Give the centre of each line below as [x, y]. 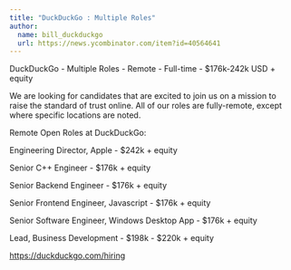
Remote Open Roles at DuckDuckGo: [78, 133]
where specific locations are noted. [75, 115]
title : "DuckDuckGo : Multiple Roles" [82, 18]
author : [24, 26]
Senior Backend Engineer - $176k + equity [88, 186]
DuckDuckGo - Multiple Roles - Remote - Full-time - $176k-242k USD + [143, 69]
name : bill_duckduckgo [60, 34]
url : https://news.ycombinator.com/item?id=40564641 [119, 43]
